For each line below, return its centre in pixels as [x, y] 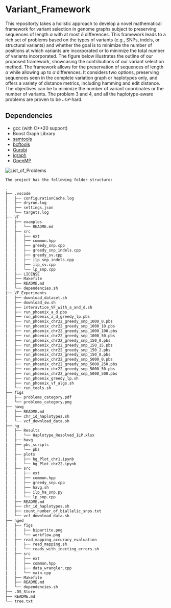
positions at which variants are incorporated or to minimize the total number [85, 50]
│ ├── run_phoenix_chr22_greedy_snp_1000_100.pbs [61, 331]
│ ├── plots [20, 454]
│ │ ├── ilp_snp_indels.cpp [40, 260]
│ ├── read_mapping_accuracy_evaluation [51, 540]
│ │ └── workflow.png [33, 535]
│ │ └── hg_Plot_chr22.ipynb [41, 464]
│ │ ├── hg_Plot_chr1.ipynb [40, 459]
